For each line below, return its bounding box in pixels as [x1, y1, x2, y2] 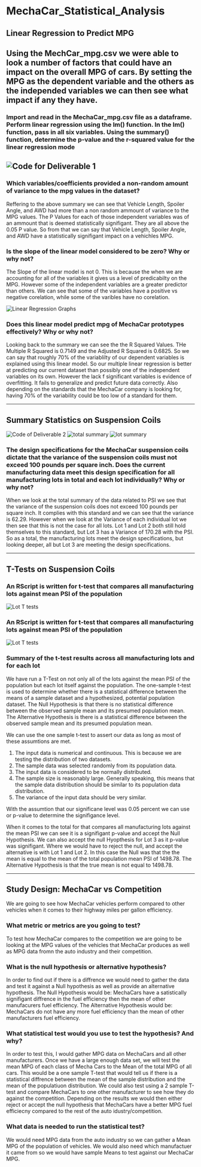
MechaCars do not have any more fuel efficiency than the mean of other [6, 1008, 184, 1015]
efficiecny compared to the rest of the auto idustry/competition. [6, 1108, 163, 1115]
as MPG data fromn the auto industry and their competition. [6, 947, 153, 955]
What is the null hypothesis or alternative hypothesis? [6, 962, 166, 971]
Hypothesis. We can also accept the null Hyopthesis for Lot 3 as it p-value [6, 836, 189, 843]
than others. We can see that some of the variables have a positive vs [6, 287, 178, 294]
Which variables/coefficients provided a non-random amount [6, 179, 188, 188]
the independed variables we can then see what [6, 86, 188, 96]
